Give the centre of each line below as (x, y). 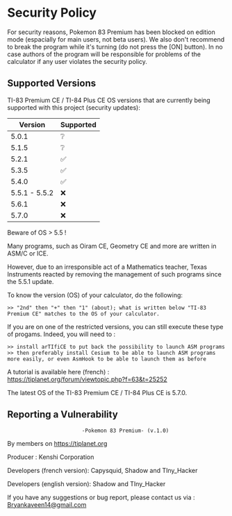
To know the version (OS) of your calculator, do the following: (95, 295)
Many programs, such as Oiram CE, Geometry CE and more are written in (112, 246)
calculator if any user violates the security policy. (77, 61)
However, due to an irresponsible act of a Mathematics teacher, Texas (107, 267)
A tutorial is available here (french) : (58, 372)
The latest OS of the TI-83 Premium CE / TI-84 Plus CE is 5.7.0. (97, 392)
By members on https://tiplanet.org (57, 443)
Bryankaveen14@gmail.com (47, 504)
